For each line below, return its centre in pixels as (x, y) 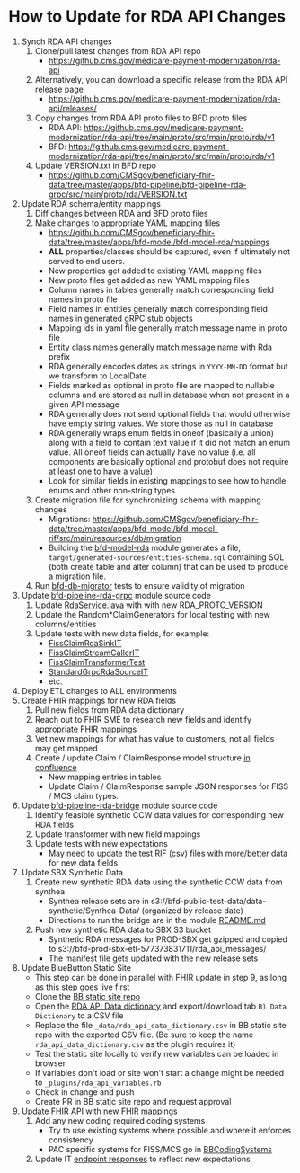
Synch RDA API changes (67, 41)
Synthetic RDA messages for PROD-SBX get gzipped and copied (168, 939)
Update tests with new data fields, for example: (122, 633)
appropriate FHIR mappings (86, 729)
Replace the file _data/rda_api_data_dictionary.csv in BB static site (160, 1025)
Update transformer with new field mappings (118, 834)
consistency (71, 1140)
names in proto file (83, 299)
